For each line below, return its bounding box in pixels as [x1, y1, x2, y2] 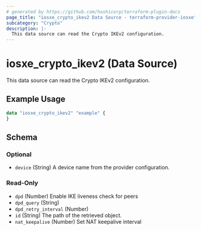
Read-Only [6, 179, 39, 187]
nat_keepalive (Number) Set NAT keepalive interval [14, 218, 142, 225]
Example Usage [6, 94, 66, 104]
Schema [6, 133, 38, 143]
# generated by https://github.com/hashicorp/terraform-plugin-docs [6, 8, 181, 15]
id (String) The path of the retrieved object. [14, 211, 122, 219]
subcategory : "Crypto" [6, 20, 63, 26]
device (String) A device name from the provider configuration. [14, 164, 170, 171]
